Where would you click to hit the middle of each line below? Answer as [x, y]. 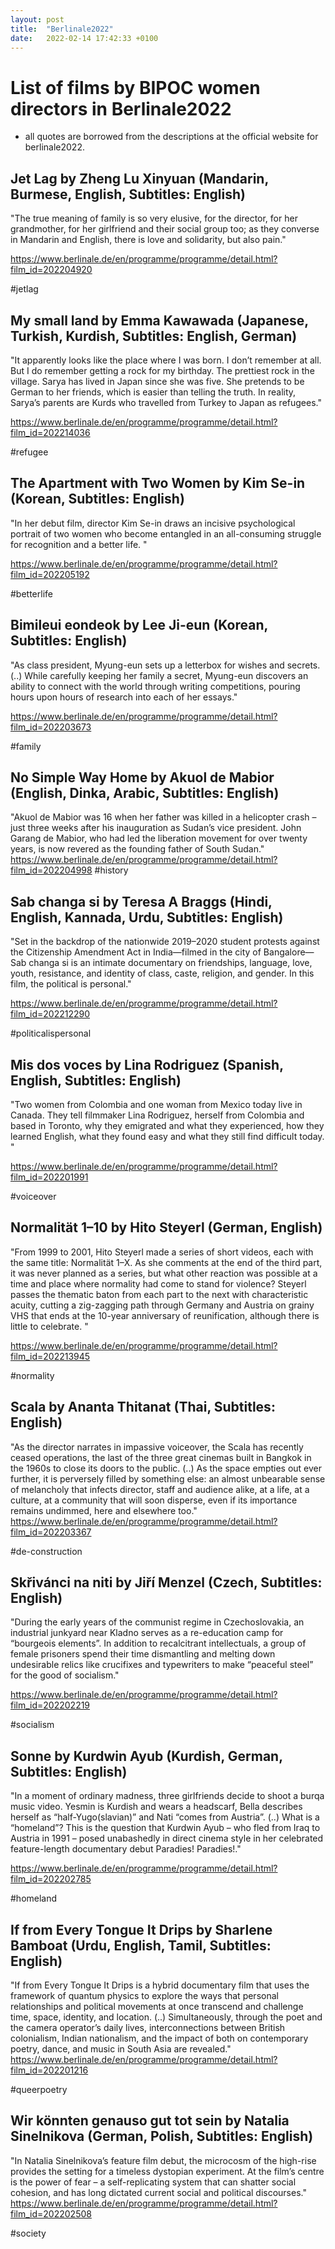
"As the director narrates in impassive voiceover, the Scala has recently [157, 1447]
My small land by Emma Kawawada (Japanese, [159, 320]
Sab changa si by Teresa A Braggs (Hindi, [141, 901]
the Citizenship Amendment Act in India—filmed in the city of [136, 952]
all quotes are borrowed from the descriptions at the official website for [171, 137]
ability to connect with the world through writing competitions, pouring [155, 686]
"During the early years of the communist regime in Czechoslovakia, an [157, 1622]
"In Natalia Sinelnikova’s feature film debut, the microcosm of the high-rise [163, 2160]
